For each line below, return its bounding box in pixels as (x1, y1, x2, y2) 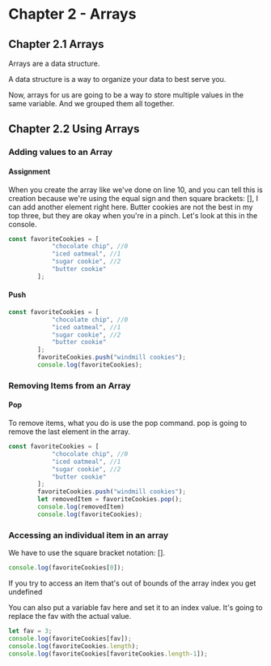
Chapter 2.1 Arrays (8, 37, 104, 51)
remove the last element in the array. (8, 427, 131, 436)
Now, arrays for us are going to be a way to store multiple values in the (8, 90, 244, 100)
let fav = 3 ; (8, 627, 53, 635)
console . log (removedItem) (37, 503, 125, 511)
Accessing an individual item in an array (8, 529, 169, 540)
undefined (8, 587, 43, 597)
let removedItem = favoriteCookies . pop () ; (37, 496, 183, 504)
